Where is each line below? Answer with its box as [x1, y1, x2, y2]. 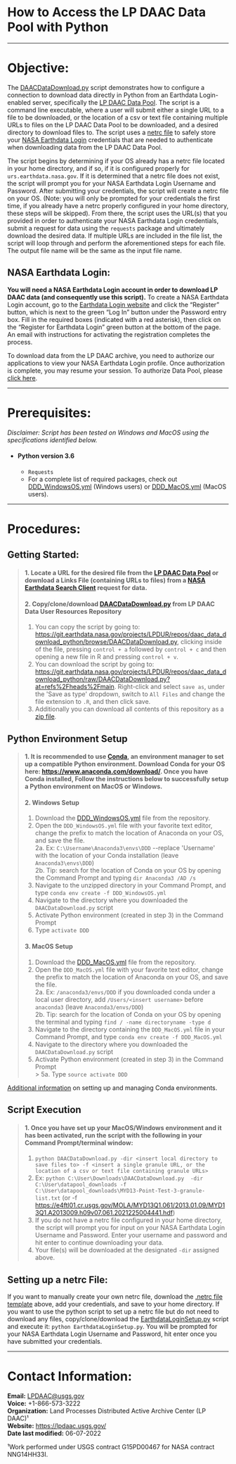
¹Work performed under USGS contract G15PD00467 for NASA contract [7, 1442, 215, 1451]
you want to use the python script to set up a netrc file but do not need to [7, 1307, 219, 1316]
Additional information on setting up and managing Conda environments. [7, 1084, 218, 1092]
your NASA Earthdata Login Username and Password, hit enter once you [7, 1330, 218, 1338]
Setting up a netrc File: [7, 1273, 108, 1285]
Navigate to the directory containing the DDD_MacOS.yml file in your [34, 1025, 225, 1034]
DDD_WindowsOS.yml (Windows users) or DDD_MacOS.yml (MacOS [27, 482, 227, 491]
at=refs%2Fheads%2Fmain [34, 683, 114, 691]
